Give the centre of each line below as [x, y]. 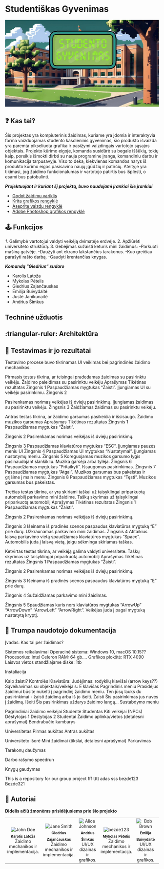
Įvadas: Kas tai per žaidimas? [34, 642]
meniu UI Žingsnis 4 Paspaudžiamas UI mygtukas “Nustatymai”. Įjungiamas [81, 451]
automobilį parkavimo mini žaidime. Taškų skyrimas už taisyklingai [72, 497]
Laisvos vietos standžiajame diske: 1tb [43, 662]
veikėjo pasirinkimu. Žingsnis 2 [36, 392]
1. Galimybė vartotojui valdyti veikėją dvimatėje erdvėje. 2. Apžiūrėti [73, 241]
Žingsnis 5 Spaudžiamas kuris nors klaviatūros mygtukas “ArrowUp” [73, 605]
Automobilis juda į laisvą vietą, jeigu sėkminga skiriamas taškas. [69, 542]
